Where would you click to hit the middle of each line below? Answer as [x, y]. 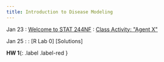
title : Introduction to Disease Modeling [60, 12]
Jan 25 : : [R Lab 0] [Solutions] [45, 41]
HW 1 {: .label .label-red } [37, 53]
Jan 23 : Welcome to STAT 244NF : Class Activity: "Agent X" [82, 29]
